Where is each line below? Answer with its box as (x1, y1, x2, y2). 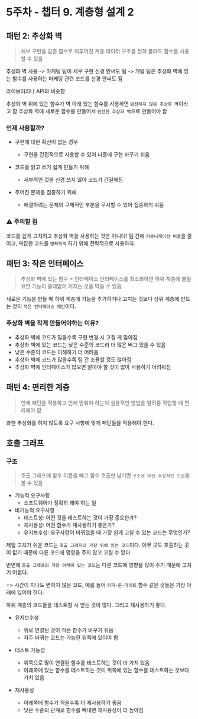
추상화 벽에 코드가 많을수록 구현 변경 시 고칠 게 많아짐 (14, 333, 138, 341)
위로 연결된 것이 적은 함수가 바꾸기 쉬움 (23, 627, 114, 634)
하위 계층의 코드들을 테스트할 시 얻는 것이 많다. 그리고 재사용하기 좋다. (6, 602, 167, 609)
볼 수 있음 (20, 479, 43, 486)
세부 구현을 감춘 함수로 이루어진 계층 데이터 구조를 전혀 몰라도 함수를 (20, 48, 178, 54)
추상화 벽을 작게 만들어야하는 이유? (6, 319, 99, 328)
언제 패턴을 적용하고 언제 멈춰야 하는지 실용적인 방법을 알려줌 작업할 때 (20, 399, 183, 406)
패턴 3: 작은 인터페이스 (6, 258, 84, 268)
